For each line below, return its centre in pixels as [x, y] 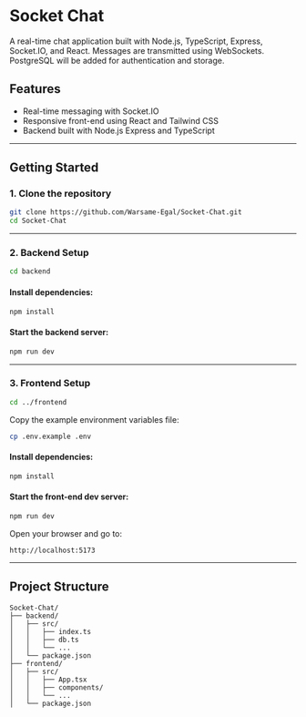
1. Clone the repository [61, 194]
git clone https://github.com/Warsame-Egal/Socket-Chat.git [126, 212]
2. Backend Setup [49, 253]
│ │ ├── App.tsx [49, 680]
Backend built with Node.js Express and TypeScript [119, 130]
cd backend [30, 271]
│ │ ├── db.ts [44, 640]
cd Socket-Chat [38, 221]
